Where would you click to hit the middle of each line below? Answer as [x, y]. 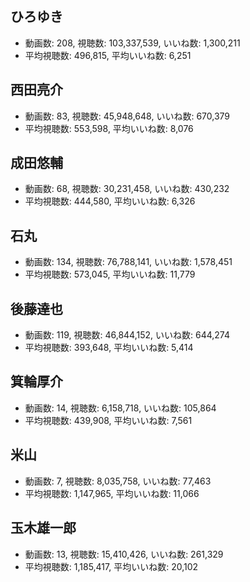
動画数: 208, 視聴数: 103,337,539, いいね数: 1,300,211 [132, 43]
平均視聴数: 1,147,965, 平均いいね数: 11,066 [112, 493]
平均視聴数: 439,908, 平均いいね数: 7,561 [108, 420]
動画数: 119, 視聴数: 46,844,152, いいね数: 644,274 [127, 335]
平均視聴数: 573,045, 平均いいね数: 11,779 [110, 274]
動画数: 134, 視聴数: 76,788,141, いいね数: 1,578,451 [128, 262]
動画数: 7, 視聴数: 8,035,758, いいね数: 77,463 [118, 481]
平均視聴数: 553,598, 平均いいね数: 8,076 [109, 128]
